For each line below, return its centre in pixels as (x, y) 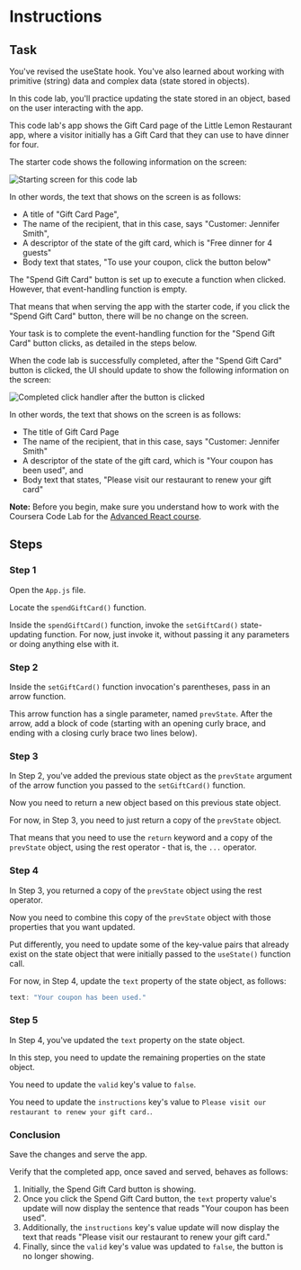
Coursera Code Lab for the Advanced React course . (106, 516)
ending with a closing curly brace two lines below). (103, 733)
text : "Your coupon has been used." (78, 997)
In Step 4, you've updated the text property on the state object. (127, 1040)
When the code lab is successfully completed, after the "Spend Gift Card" (146, 360)
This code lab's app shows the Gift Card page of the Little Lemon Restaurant (151, 125)
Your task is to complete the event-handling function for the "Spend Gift (142, 333)
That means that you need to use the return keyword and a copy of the (141, 838)
